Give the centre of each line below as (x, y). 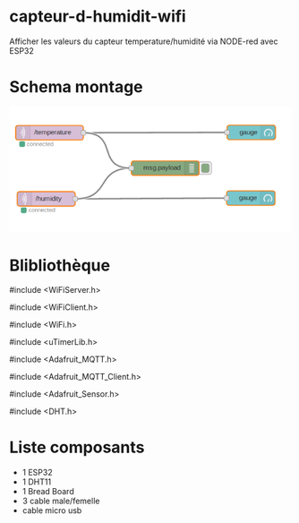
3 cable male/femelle (61, 501)
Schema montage (76, 87)
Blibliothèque (60, 265)
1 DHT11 (37, 482)
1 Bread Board (48, 492)
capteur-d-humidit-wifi (98, 17)
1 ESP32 (37, 473)
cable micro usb (52, 510)
